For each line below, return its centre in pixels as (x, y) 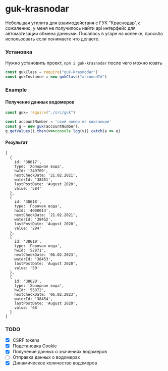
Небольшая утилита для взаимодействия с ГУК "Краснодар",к (73, 23)
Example (16, 90)
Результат (16, 142)
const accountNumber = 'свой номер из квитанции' (59, 122)
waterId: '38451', (34, 180)
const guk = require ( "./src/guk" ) (40, 113)
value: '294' (28, 228)
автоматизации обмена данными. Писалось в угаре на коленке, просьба (84, 33)
